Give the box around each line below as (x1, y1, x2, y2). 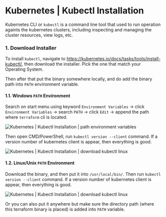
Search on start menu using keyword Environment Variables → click (5, 104, 145, 109)
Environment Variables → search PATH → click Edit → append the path (5, 109, 149, 115)
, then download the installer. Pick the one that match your (21, 61, 141, 67)
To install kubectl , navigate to (5, 56, 66, 62)
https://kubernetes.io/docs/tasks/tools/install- (66, 56, 161, 62)
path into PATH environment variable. (5, 81, 80, 87)
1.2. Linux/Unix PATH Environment (5, 160, 75, 166)
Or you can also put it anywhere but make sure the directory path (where (5, 201, 154, 207)
